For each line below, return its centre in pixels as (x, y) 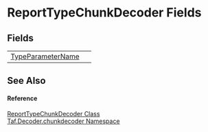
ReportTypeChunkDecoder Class (54, 113)
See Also (26, 81)
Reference (22, 98)
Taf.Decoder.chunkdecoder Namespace (63, 121)
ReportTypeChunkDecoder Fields (104, 13)
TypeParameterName (45, 56)
